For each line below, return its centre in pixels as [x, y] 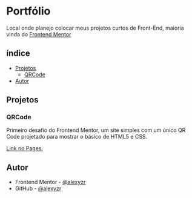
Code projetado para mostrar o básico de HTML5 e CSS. [77, 137]
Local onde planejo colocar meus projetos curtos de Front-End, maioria [95, 28]
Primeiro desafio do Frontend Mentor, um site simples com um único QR [96, 130]
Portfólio [28, 11]
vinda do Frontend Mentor [39, 34]
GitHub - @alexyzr [38, 188]
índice [18, 54]
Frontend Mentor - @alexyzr [50, 182]
